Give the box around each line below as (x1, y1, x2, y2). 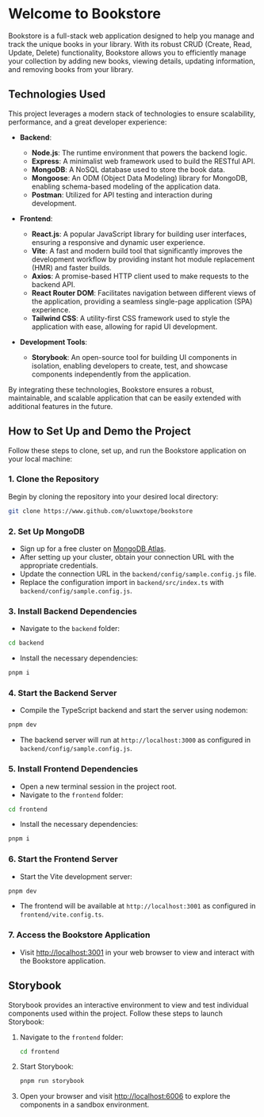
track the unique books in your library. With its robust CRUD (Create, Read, (8, 39, 252, 48)
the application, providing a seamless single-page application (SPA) (31, 296, 253, 306)
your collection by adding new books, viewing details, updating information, (8, 56, 256, 66)
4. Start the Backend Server (8, 687, 117, 698)
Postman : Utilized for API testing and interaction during (31, 189, 212, 199)
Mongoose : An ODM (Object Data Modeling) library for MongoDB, (31, 173, 248, 182)
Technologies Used (8, 88, 105, 101)
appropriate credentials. (19, 560, 98, 571)
